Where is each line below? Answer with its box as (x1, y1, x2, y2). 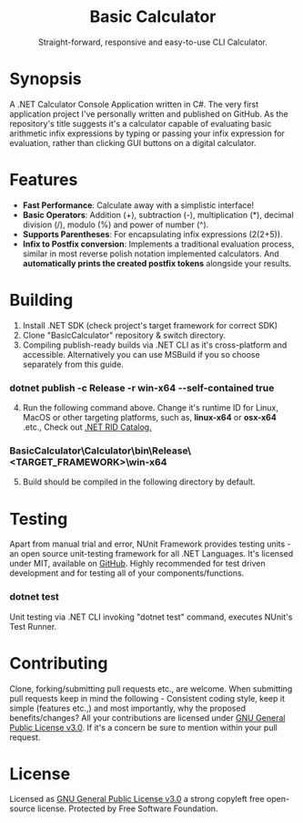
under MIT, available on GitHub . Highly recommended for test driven (9, 558, 266, 569)
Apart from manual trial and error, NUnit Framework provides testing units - (9, 538, 291, 549)
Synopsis (9, 68, 82, 89)
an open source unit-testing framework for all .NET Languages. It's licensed (9, 548, 294, 559)
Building (9, 290, 74, 310)
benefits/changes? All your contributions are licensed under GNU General (9, 712, 286, 723)
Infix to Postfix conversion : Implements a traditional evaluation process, (22, 238, 295, 249)
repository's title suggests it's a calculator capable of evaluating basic (9, 118, 272, 129)
